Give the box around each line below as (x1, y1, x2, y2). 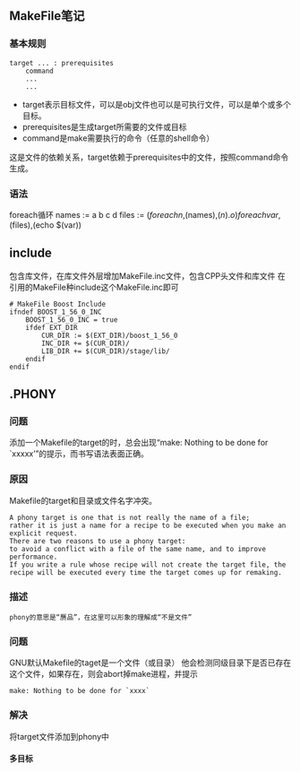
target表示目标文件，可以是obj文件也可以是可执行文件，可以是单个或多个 (21, 99, 292, 109)
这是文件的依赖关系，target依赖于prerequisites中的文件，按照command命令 (9, 152, 289, 162)
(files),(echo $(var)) (9, 219, 82, 230)
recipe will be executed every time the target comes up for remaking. (9, 568, 282, 577)
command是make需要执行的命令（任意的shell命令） (21, 133, 215, 143)
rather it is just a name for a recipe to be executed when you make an (9, 521, 287, 530)
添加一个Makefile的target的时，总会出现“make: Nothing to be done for (9, 438, 269, 448)
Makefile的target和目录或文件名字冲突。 (9, 495, 158, 506)
